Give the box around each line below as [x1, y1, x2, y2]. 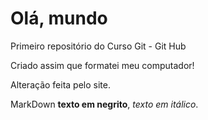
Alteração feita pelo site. [10, 78, 111, 91]
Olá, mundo [10, 7, 108, 30]
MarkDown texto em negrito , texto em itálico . [10, 98, 199, 110]
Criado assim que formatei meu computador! [10, 59, 195, 71]
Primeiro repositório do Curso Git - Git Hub [10, 40, 187, 52]
